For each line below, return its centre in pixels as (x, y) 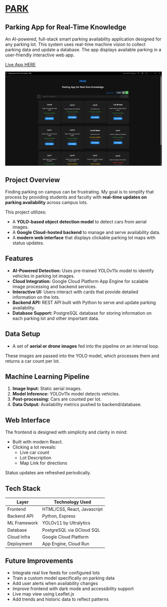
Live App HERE (20, 65)
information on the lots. (36, 297)
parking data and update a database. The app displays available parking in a (83, 50)
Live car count (35, 452)
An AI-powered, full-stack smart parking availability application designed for (83, 39)
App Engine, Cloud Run (66, 544)
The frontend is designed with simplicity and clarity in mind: (66, 432)
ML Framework (23, 523)
